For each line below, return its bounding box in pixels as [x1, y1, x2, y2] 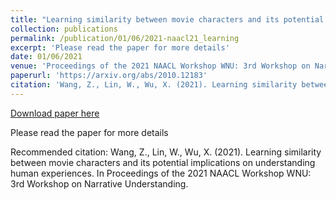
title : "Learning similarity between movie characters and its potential [10, 14, 325, 25]
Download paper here [10, 107, 100, 119]
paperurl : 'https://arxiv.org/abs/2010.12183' [10, 71, 208, 81]
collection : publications [10, 24, 118, 34]
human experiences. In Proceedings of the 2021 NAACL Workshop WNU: [10, 167, 312, 179]
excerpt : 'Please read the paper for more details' [10, 42, 230, 53]
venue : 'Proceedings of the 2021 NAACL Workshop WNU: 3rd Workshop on [10, 61, 311, 71]
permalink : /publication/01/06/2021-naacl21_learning [10, 33, 240, 43]
